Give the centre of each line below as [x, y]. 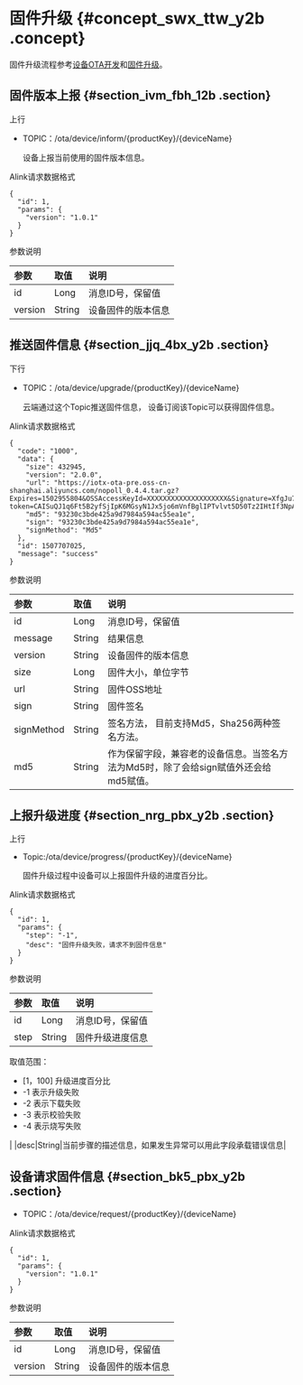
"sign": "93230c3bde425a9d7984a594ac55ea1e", [113, 522]
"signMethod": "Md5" [64, 530]
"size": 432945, [56, 467]
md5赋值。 [131, 780]
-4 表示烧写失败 [52, 1126]
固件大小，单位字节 [148, 672]
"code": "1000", [48, 451]
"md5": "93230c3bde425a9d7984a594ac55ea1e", [110, 514]
